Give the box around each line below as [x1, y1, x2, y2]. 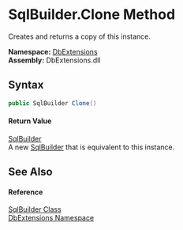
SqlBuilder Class [8, 205, 62, 214]
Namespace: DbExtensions [8, 47, 98, 56]
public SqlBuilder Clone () [8, 99, 97, 107]
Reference [8, 187, 43, 197]
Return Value [8, 116, 52, 126]
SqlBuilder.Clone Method [8, 6, 176, 24]
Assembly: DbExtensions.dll [8, 55, 101, 65]
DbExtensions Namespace [8, 213, 95, 223]
